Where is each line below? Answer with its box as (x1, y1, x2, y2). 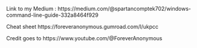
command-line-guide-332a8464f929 (6, 11, 99, 19)
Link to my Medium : (6, 5, 57, 12)
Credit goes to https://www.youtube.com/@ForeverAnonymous (6, 35, 163, 41)
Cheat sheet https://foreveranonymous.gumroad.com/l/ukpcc (6, 23, 159, 30)
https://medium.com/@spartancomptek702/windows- (58, 5, 191, 12)
